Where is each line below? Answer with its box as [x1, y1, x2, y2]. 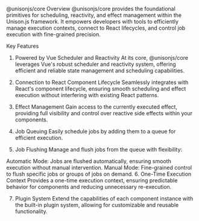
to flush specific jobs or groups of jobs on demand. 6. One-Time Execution [6, 170, 192, 178]
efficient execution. [14, 134, 63, 141]
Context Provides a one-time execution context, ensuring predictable [6, 177, 178, 184]
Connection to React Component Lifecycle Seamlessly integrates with [14, 78, 189, 86]
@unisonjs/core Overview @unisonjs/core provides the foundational [6, 5, 176, 12]
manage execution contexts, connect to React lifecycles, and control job [6, 24, 186, 31]
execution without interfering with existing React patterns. [14, 92, 159, 98]
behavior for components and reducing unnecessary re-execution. [6, 184, 172, 190]
